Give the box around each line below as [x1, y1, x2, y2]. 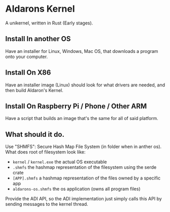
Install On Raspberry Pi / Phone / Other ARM [5, 102, 147, 110]
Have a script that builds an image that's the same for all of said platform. [5, 115, 158, 122]
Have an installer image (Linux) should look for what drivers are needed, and [5, 82, 165, 88]
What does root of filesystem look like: [5, 149, 86, 155]
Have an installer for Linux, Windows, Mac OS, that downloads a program [5, 48, 158, 54]
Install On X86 [5, 68, 51, 77]
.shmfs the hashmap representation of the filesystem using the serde [12, 164, 157, 170]
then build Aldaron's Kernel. [5, 87, 63, 93]
